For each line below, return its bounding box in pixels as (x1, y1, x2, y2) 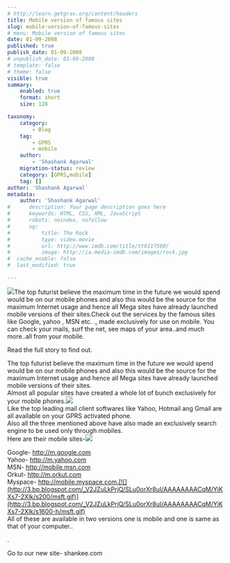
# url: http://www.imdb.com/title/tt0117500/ (7, 243, 170, 250)
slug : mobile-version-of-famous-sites (7, 23, 120, 30)
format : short (19, 95, 60, 101)
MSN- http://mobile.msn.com (7, 463, 91, 471)
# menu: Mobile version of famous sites (7, 29, 126, 37)
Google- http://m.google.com (7, 448, 92, 456)
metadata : (7, 190, 36, 198)
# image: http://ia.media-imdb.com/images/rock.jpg (7, 249, 188, 256)
